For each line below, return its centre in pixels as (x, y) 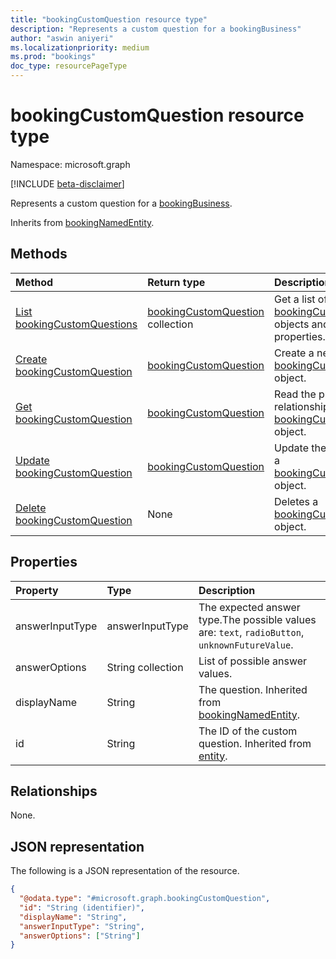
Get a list (295, 299)
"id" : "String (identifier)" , (82, 907)
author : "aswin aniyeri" (62, 38)
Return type (176, 282)
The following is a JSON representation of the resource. (125, 871)
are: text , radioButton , (251, 632)
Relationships (54, 791)
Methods (39, 254)
